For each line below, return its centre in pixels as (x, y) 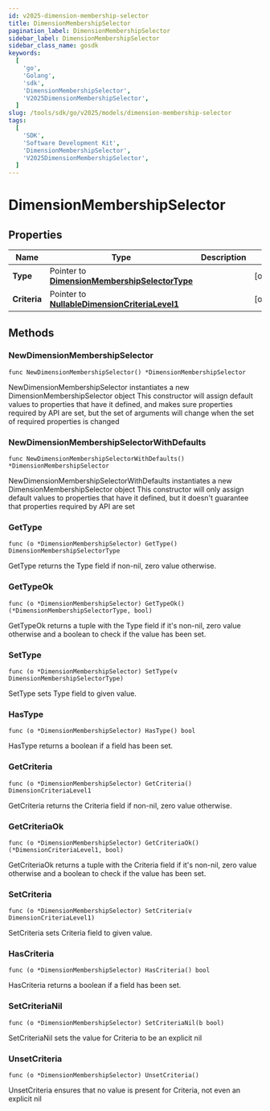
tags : (17, 121)
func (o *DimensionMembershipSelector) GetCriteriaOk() (104, 843)
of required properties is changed (64, 421)
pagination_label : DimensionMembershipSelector (90, 31)
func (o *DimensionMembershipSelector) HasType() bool (102, 731)
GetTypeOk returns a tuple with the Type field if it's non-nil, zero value (125, 625)
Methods (31, 333)
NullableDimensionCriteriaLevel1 (114, 304)
